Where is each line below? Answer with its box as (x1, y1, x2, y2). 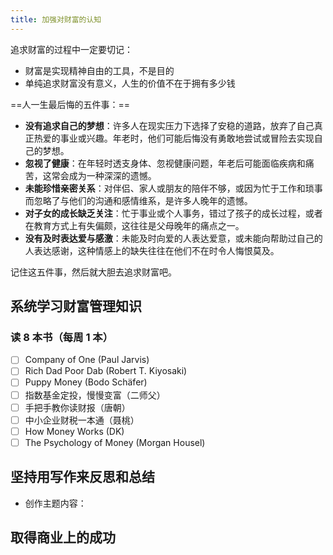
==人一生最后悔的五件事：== (10, 98, 131, 110)
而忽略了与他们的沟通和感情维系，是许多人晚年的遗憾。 (24, 194, 253, 206)
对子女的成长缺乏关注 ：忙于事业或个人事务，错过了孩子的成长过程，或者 (24, 207, 323, 219)
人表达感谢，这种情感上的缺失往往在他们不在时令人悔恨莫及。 (24, 244, 280, 256)
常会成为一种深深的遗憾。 (51, 169, 157, 181)
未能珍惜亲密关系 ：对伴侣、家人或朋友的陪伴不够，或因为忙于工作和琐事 (24, 182, 323, 194)
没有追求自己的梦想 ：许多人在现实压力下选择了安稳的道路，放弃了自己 (24, 119, 315, 131)
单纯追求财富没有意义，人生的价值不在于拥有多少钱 (24, 77, 236, 89)
